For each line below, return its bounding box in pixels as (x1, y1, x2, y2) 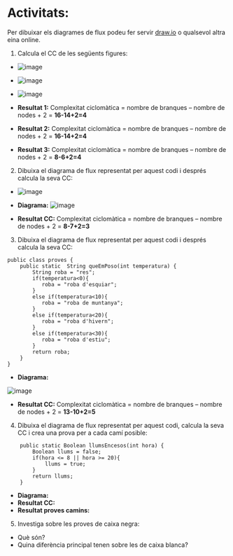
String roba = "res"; (32, 268, 96, 276)
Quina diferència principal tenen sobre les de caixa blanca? (17, 541, 189, 549)
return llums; (32, 473, 73, 480)
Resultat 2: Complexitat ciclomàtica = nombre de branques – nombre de (17, 124, 227, 132)
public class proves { (7, 256, 73, 263)
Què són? (17, 533, 45, 541)
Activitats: (7, 5, 69, 21)
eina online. (7, 35, 41, 43)
